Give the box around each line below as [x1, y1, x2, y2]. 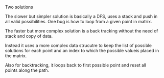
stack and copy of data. [5, 33, 53, 39]
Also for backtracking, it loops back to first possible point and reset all [5, 62, 146, 68]
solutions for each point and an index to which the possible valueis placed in [5, 48, 159, 53]
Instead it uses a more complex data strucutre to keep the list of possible [5, 43, 152, 48]
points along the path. [5, 67, 49, 73]
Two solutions [5, 4, 33, 10]
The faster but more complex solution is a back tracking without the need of [5, 28, 158, 33]
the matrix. [5, 53, 27, 59]
